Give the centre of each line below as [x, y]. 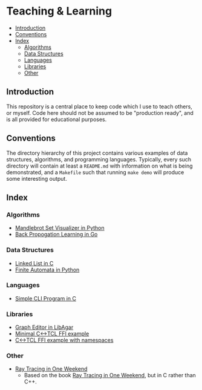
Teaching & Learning [59, 11]
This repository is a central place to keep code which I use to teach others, [99, 106]
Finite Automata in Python [47, 270]
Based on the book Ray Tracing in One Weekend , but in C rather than [110, 375]
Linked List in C [34, 263]
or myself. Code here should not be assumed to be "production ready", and [100, 112]
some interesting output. [37, 178]
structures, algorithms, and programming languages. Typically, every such [99, 159]
